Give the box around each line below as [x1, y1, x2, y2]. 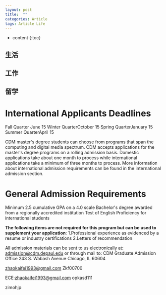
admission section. [5, 171, 44, 177]
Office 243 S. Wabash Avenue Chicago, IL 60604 [5, 256, 106, 262]
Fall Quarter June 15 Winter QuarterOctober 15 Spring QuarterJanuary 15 [5, 124, 153, 130]
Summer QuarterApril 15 [5, 129, 55, 135]
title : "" [5, 12, 28, 17]
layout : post [5, 7, 32, 12]
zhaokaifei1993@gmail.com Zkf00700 [5, 265, 83, 271]
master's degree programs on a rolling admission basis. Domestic [5, 150, 139, 156]
